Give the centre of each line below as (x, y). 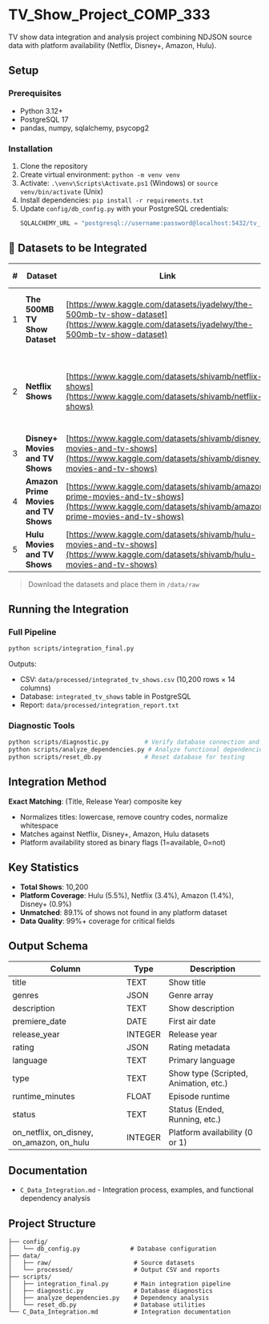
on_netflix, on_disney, (53, 1132)
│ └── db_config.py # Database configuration (112, 1249)
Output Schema (48, 946)
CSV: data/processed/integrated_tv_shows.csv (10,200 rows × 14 (128, 680)
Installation (31, 148)
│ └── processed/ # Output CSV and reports (114, 1270)
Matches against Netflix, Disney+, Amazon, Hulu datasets (114, 833)
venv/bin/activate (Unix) (62, 191)
